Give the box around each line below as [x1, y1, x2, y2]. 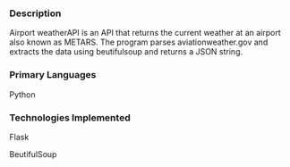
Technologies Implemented [9, 111, 132, 123]
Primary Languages [9, 69, 97, 81]
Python [9, 88, 36, 100]
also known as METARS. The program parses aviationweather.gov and [9, 37, 269, 47]
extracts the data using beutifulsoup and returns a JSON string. [9, 46, 243, 57]
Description [9, 7, 62, 20]
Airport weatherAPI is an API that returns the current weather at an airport [9, 28, 281, 38]
